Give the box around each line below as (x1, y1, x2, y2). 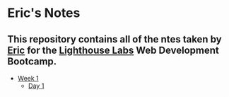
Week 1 (17, 74, 39, 82)
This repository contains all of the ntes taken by (7, 33, 222, 45)
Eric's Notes (7, 5, 81, 21)
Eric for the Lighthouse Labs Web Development (7, 44, 219, 56)
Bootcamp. (7, 55, 57, 67)
